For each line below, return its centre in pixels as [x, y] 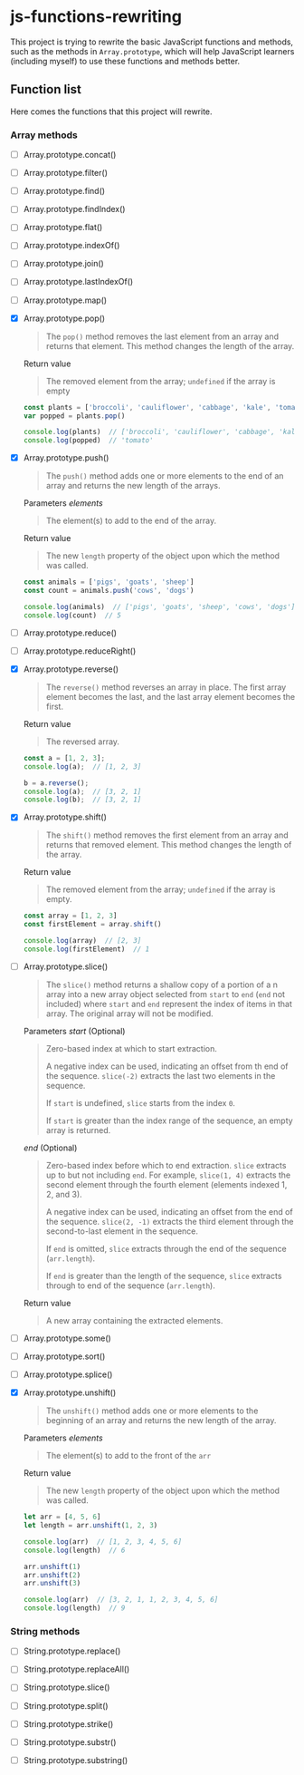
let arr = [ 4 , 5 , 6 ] [62, 1517]
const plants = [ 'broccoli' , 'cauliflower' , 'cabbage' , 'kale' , [147, 407]
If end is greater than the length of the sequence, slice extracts [164, 1275]
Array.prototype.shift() [65, 817]
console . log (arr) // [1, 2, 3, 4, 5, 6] [103, 1542]
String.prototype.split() [66, 1705]
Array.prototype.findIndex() [74, 209]
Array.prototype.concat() [70, 155]
